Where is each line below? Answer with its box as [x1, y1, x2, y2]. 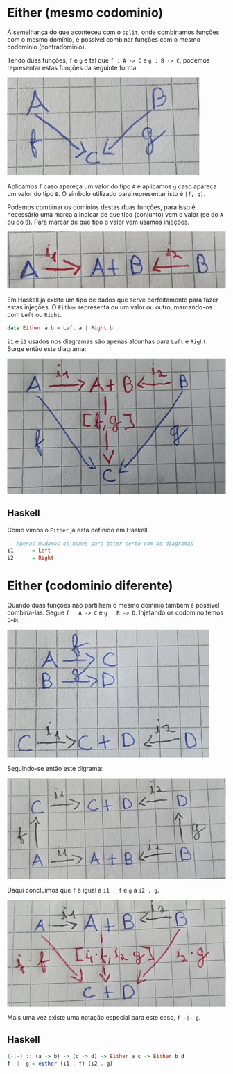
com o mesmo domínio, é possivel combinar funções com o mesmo [7, 35, 201, 43]
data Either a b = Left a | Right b [7, 325, 113, 332]
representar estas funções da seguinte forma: [7, 63, 139, 72]
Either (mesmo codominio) [7, 5, 164, 21]
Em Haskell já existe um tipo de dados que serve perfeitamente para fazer [7, 295, 218, 304]
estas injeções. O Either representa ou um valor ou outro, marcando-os [7, 303, 213, 311]
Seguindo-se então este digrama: [7, 765, 103, 773]
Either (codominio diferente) [7, 578, 173, 594]
